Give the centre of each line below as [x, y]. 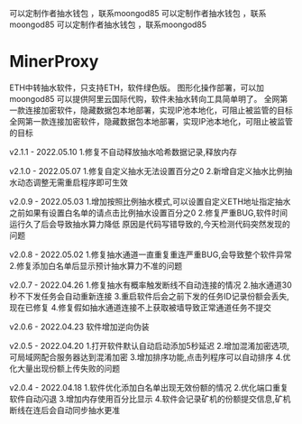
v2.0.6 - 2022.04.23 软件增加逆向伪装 [79, 327]
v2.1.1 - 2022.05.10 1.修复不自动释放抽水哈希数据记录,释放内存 [123, 152]
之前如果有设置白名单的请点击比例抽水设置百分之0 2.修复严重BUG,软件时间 [149, 212]
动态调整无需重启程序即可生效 [72, 182]
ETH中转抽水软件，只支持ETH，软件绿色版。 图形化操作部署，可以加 [137, 88]
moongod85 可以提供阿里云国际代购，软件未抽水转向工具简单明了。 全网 [145, 98]
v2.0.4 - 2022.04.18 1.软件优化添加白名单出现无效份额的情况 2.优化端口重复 [149, 387]
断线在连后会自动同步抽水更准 [64, 410]
